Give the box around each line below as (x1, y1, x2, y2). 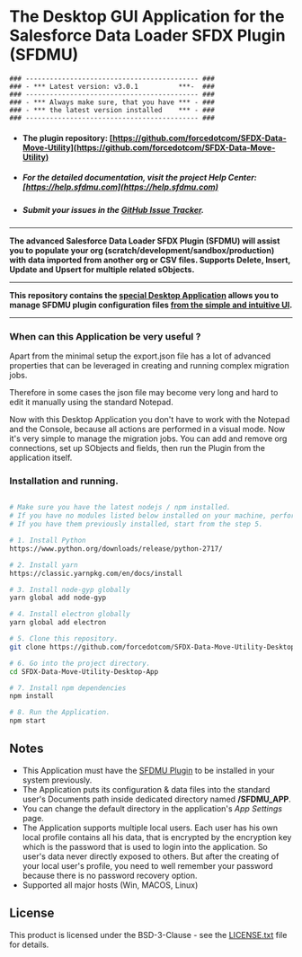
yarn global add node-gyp (9, 593, 106, 603)
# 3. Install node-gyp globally (9, 585, 130, 594)
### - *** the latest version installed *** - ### (9, 105, 216, 114)
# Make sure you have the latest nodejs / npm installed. (9, 503, 231, 512)
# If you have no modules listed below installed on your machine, (9, 511, 268, 520)
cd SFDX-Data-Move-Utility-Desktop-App (9, 667, 159, 676)
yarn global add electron (9, 618, 106, 627)
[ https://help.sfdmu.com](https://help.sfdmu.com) (22, 182, 218, 192)
